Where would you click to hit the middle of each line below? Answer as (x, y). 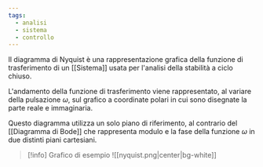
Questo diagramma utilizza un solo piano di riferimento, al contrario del (123, 123)
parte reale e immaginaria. (50, 108)
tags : (17, 15)
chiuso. (20, 76)
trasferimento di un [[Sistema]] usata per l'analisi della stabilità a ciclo (121, 68)
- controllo (35, 37)
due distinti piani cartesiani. (53, 140)
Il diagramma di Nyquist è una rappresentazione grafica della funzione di (126, 60)
